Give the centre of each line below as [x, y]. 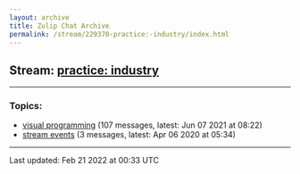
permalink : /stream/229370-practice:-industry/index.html [119, 34]
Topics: [26, 106]
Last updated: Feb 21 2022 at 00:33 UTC [84, 161]
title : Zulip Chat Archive [59, 26]
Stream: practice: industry [84, 70]
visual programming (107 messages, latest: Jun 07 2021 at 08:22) [142, 125]
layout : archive [39, 17]
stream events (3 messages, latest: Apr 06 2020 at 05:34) [129, 135]
